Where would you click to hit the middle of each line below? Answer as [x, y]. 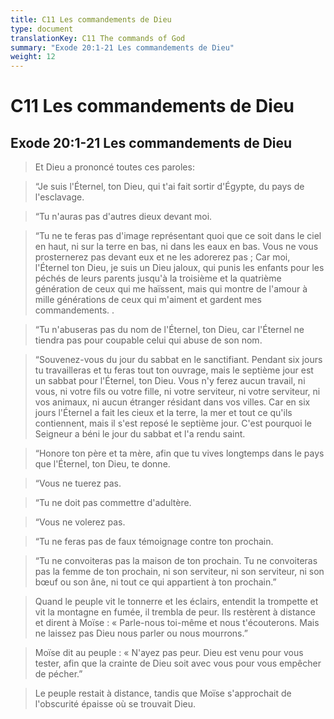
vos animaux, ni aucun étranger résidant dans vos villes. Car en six [172, 402]
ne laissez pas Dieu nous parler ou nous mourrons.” [141, 633]
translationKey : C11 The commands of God [98, 38]
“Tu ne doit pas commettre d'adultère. [113, 503]
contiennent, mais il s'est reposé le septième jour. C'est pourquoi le [173, 423]
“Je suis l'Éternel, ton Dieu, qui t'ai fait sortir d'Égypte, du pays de [169, 187]
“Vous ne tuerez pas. [78, 483]
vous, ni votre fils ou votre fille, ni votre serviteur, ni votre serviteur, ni [177, 392]
